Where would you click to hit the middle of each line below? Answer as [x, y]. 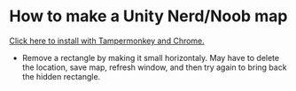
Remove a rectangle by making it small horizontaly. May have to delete [151, 57]
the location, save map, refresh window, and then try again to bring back [154, 67]
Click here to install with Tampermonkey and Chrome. [107, 41]
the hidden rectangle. [61, 76]
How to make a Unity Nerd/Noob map [148, 16]
